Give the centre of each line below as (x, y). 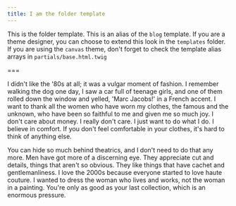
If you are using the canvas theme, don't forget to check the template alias (114, 49)
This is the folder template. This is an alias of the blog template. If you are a (116, 34)
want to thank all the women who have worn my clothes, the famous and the (118, 106)
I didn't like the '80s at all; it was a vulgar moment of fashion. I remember (113, 84)
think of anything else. (39, 136)
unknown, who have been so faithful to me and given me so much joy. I (110, 114)
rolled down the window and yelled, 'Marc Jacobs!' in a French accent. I (112, 99)
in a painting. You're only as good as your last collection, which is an (106, 187)
